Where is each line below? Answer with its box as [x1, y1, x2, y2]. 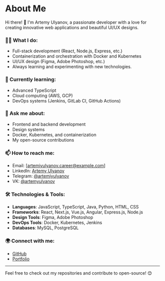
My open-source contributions [12, 137, 75, 143]
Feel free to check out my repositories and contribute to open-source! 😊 [5, 270, 152, 276]
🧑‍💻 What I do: [5, 36, 38, 43]
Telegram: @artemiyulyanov [12, 173, 70, 179]
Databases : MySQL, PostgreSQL [12, 225, 79, 231]
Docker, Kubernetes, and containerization [12, 132, 97, 138]
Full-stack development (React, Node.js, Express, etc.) [12, 48, 123, 54]
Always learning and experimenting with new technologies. [12, 64, 132, 70]
